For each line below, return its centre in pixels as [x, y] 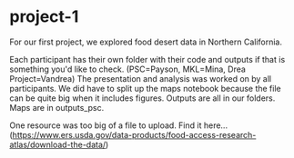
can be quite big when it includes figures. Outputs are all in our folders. [142, 98]
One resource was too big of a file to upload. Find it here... [119, 125]
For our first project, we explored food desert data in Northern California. [146, 42]
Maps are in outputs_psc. [57, 107]
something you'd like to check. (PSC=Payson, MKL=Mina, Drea [127, 69]
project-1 [44, 17]
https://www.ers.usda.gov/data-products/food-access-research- [134, 134]
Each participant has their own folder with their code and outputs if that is [147, 59]
